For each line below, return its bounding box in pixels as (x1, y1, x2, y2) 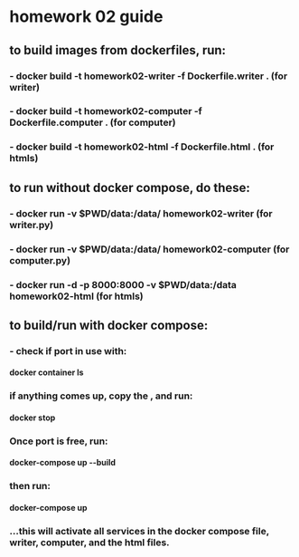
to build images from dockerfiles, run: (9, 43, 227, 58)
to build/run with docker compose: (9, 317, 209, 332)
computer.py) (9, 254, 70, 266)
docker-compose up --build (9, 457, 116, 468)
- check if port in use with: (9, 344, 127, 357)
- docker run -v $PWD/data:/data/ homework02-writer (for (9, 206, 273, 219)
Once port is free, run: (9, 435, 108, 447)
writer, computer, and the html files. (9, 536, 170, 549)
